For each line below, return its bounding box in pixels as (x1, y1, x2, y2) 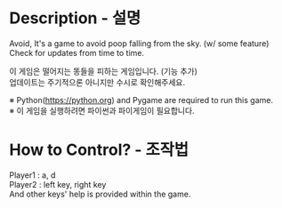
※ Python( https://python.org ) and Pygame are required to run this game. (9, 94, 274, 105)
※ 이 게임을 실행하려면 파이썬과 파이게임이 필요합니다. (9, 105, 195, 116)
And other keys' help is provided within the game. (9, 188, 191, 199)
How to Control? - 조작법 (9, 140, 189, 160)
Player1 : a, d (9, 170, 56, 180)
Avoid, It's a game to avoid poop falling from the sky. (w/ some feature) (9, 37, 270, 49)
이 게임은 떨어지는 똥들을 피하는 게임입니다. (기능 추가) (9, 66, 198, 76)
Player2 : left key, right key (9, 179, 107, 189)
